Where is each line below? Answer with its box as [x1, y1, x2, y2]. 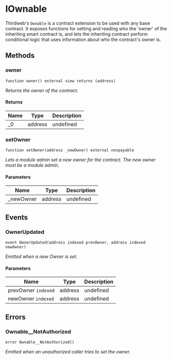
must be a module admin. [5, 162, 60, 168]
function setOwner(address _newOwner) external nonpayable [5, 148, 135, 153]
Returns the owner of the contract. [5, 87, 79, 93]
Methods [5, 51, 35, 60]
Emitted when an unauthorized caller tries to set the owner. [5, 348, 131, 354]
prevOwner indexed [8, 287, 55, 294]
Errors [5, 312, 26, 321]
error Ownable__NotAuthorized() [5, 340, 74, 345]
